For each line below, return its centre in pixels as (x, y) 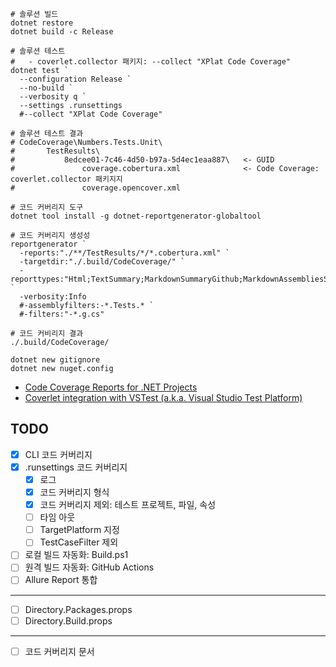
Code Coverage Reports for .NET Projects (111, 387)
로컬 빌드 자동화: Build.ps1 (76, 555)
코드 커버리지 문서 (59, 651)
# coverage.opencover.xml (96, 188)
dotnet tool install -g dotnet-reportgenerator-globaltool (136, 216)
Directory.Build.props (68, 620)
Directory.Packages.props (78, 609)
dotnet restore (42, 23)
